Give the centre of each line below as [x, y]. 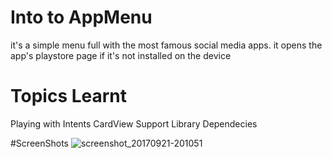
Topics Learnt [69, 96]
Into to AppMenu [81, 17]
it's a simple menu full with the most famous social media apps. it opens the [166, 45]
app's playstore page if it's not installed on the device [121, 55]
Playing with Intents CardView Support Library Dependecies [134, 123]
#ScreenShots [39, 143]
